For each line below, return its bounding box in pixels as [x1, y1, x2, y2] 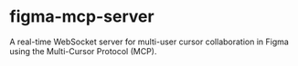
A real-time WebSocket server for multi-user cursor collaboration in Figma [9, 36, 290, 47]
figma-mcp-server [9, 6, 154, 27]
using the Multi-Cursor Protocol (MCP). [9, 45, 157, 56]
